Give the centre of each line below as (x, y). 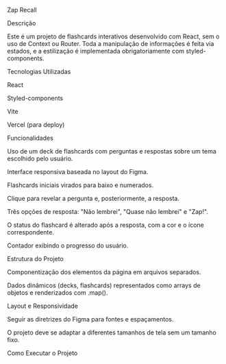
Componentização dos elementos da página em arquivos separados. (104, 272)
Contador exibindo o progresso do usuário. (68, 245)
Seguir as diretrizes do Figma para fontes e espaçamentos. (90, 319)
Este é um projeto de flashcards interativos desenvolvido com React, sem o (113, 36)
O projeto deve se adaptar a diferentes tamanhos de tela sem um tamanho (112, 332)
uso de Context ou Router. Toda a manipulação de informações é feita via (111, 44)
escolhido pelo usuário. (40, 158)
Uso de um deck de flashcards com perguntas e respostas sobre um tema (112, 151)
